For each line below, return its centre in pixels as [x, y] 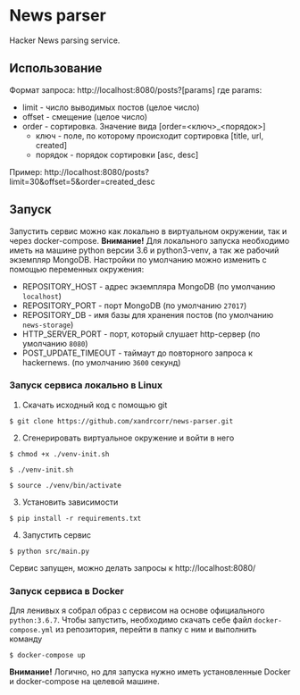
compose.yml [31, 631]
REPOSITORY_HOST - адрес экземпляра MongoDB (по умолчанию [149, 286]
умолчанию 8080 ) [55, 343]
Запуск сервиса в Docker [67, 590]
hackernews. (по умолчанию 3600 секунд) [101, 362]
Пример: [26, 172]
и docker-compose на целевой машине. [84, 682]
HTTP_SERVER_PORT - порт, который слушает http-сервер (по [141, 334]
